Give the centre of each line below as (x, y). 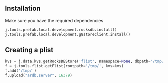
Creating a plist (29, 50)
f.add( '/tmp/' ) (21, 71)
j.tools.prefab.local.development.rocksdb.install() (61, 30)
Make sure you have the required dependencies (54, 20)
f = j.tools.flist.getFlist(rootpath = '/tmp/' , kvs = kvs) (64, 66)
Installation (23, 8)
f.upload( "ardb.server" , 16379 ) (38, 75)
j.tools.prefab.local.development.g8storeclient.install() (68, 34)
